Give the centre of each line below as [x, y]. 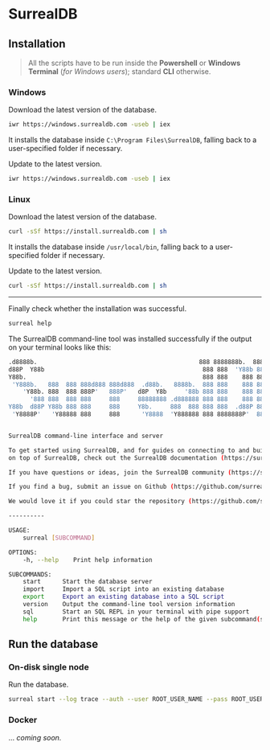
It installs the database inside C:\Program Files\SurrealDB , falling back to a [133, 140]
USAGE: [19, 531]
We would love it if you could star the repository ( [100, 502]
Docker [23, 720]
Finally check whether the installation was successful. [98, 309]
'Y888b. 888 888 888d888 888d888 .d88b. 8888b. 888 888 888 [132, 384]
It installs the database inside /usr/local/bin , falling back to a [111, 247]
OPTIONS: [23, 552]
